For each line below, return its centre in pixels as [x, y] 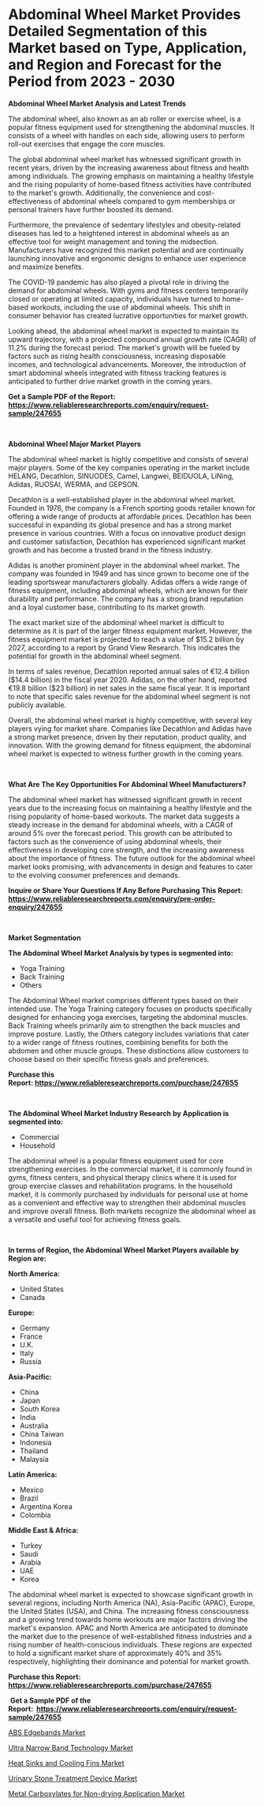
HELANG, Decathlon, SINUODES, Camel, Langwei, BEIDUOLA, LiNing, [121, 476]
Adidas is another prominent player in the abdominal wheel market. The [124, 565]
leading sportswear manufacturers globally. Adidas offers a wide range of [128, 582]
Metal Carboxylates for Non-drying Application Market [97, 1793]
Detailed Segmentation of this [108, 31]
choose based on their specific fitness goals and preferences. [109, 1058]
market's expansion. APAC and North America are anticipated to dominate [128, 1628]
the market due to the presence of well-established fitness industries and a [130, 1636]
